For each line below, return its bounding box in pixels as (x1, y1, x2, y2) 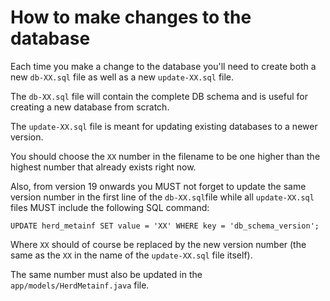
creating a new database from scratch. (10, 101, 170, 113)
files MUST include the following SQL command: (10, 201, 210, 213)
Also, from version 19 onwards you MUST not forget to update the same (10, 180, 307, 192)
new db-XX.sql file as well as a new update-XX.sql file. (10, 71, 235, 83)
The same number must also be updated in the (10, 268, 203, 280)
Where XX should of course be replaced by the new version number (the (10, 238, 307, 250)
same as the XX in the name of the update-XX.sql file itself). (10, 249, 253, 261)
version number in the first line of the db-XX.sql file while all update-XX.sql (10, 191, 315, 203)
